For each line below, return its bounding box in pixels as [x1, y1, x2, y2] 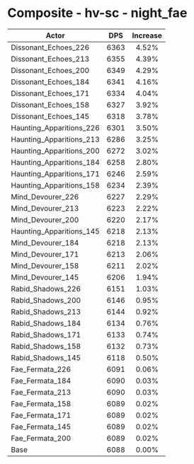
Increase [132, 30, 163, 40]
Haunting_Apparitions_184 [11, 157, 101, 167]
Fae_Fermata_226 [11, 364, 72, 374]
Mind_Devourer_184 [11, 238, 79, 248]
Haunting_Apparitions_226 [11, 122, 101, 132]
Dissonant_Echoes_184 [11, 76, 90, 86]
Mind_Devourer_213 [11, 203, 79, 213]
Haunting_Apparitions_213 [11, 134, 101, 144]
